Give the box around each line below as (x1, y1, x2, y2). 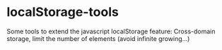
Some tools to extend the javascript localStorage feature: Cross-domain (6, 27, 216, 35)
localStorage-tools (6, 4, 119, 20)
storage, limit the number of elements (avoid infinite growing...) (6, 34, 190, 42)
